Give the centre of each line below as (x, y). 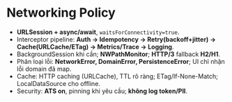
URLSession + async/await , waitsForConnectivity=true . (98, 32)
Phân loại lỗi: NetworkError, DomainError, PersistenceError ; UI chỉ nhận (121, 61)
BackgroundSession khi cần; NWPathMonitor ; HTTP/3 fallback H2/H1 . (118, 54)
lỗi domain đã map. (44, 69)
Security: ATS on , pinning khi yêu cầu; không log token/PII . (102, 91)
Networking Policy (61, 13)
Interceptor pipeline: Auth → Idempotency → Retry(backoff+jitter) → (116, 39)
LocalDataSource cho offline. (58, 83)
